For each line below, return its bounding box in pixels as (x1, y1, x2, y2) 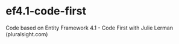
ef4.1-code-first (5, 4, 87, 18)
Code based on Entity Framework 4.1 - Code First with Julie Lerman (5, 24, 174, 31)
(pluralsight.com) (5, 30, 48, 37)
